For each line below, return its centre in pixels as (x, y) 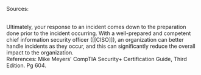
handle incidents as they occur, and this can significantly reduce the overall (101, 46)
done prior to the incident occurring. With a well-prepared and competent (99, 33)
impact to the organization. (40, 53)
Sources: (18, 9)
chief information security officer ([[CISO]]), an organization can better (95, 40)
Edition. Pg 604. (26, 65)
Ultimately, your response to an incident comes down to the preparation (96, 27)
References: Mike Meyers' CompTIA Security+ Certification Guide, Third (97, 59)
